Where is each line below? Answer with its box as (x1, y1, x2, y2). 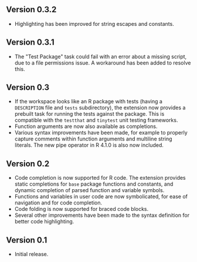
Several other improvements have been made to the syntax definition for (14, 211, 189, 219)
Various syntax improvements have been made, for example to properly (14, 129, 188, 136)
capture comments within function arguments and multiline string (14, 135, 172, 143)
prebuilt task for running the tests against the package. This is (14, 110, 165, 117)
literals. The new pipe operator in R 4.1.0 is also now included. (14, 142, 164, 149)
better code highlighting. (14, 218, 74, 225)
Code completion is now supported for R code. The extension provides (14, 174, 186, 182)
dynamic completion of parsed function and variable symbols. (14, 187, 165, 194)
